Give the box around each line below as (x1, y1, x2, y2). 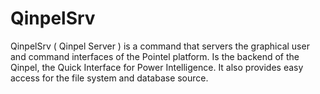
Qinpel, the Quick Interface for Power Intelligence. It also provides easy (10, 61, 304, 73)
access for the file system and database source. (10, 72, 209, 84)
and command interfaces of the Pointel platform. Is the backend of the (10, 50, 300, 62)
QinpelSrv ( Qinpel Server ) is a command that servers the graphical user (10, 40, 310, 52)
